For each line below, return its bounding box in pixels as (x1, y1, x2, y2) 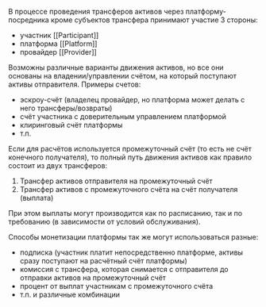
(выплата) (19, 194, 54, 202)
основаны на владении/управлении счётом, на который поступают (8, 71, 237, 80)
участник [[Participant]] (19, 31, 99, 40)
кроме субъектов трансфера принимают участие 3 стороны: (50, 15, 258, 25)
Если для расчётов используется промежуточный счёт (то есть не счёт (8, 144, 253, 153)
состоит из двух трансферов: (8, 161, 108, 170)
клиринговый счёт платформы (19, 121, 123, 129)
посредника (8, 15, 49, 25)
